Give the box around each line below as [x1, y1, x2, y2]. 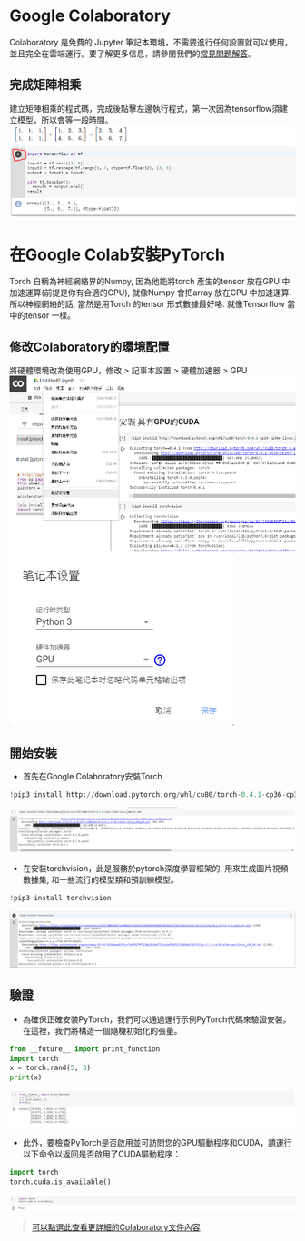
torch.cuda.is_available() [9, 1177, 112, 1186]
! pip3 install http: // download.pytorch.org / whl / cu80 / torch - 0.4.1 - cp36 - [9, 790, 286, 799]
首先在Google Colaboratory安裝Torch [22, 771, 162, 782]
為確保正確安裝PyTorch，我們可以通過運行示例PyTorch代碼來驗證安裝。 [22, 1014, 291, 1025]
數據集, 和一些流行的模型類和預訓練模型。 [22, 874, 179, 886]
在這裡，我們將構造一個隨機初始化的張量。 [22, 1025, 182, 1036]
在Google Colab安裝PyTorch [9, 244, 225, 264]
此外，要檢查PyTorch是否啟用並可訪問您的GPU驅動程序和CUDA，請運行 [22, 1137, 292, 1148]
